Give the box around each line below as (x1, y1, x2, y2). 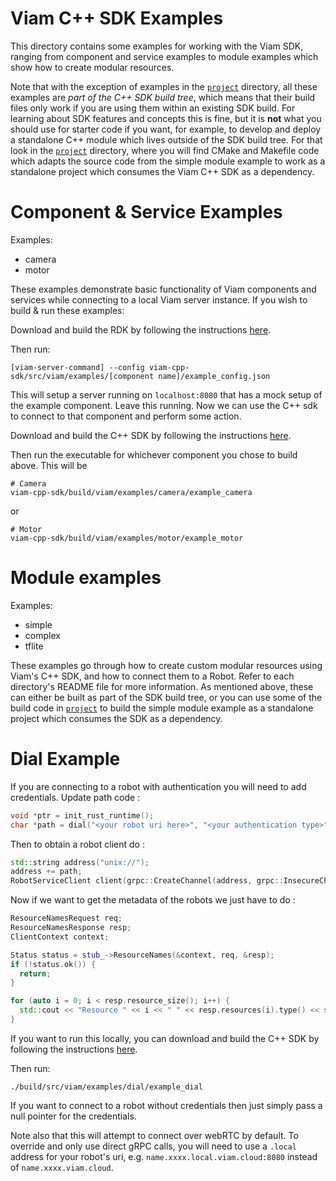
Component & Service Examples (10, 201, 283, 224)
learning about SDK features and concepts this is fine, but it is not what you (10, 112, 322, 124)
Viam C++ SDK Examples (10, 7, 224, 30)
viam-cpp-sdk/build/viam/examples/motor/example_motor (10, 533, 244, 543)
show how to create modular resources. (10, 61, 175, 73)
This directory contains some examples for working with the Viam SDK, (10, 40, 304, 52)
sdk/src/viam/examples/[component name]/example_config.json (10, 371, 271, 381)
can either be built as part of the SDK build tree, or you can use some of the (10, 691, 323, 703)
